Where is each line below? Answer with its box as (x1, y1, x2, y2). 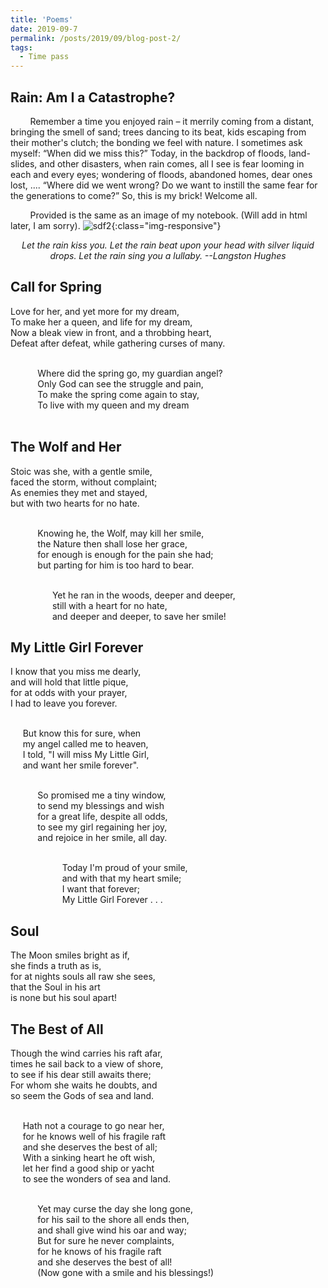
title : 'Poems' (10, 14, 74, 25)
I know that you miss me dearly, (10, 666, 142, 678)
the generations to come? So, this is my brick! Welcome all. (10, 189, 258, 201)
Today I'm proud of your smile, (61, 862, 188, 874)
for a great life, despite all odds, (37, 811, 168, 823)
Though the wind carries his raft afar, (10, 1047, 163, 1059)
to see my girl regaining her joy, (37, 821, 168, 833)
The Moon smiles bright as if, (10, 949, 130, 961)
